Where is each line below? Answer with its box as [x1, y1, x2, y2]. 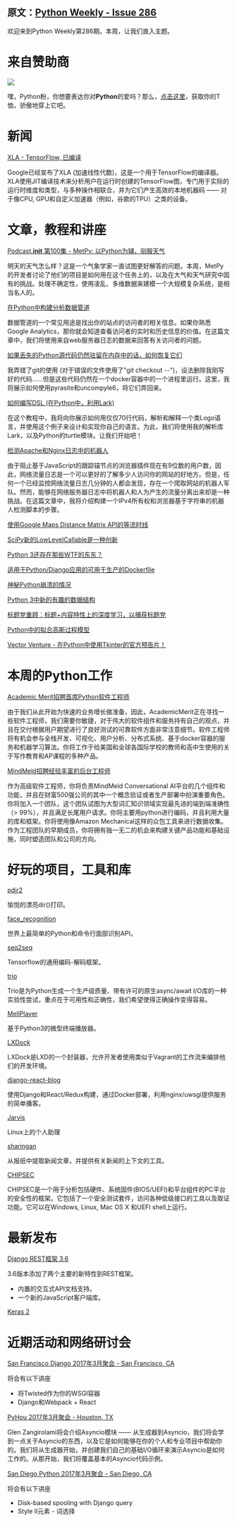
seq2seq [7, 943, 33, 951]
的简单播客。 [7, 1099, 44, 1107]
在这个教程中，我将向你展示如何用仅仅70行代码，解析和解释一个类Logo [7, 413, 215, 422]
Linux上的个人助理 [7, 1127, 61, 1136]
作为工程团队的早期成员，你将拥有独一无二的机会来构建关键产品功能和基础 [7, 826, 224, 834]
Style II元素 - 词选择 [17, 1507, 75, 1516]
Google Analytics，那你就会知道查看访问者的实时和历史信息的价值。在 [7, 327, 212, 335]
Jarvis [7, 1113, 25, 1122]
